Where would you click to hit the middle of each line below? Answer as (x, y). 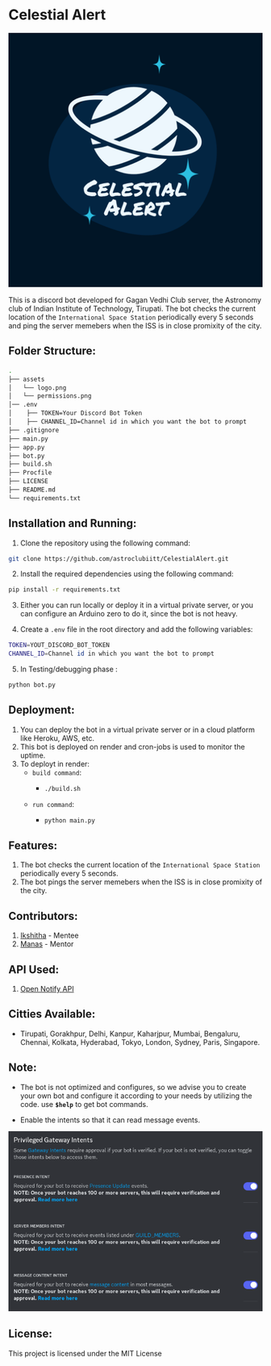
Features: (33, 845)
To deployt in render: (55, 763)
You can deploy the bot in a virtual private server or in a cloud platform (138, 729)
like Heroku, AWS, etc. (57, 738)
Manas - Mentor (47, 944)
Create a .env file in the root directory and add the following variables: (136, 629)
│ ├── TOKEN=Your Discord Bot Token (75, 413)
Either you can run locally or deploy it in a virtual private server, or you (137, 605)
